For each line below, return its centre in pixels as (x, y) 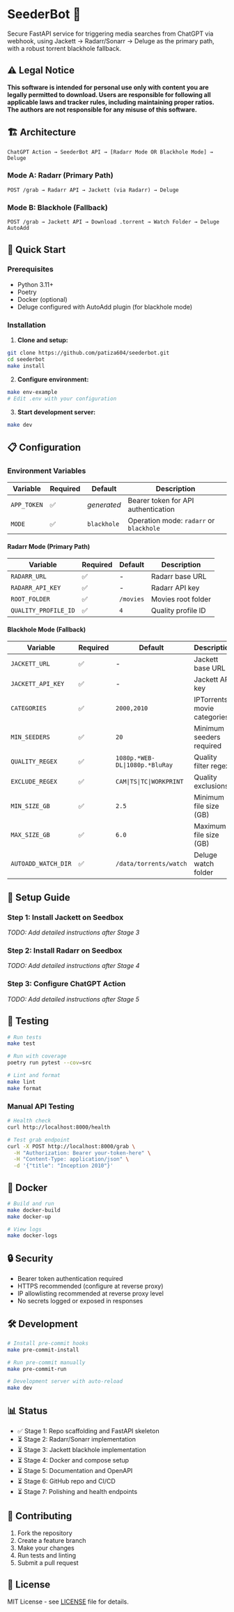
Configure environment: (53, 379)
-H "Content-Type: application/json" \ (71, 1159)
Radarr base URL (179, 577)
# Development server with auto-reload (65, 1382)
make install (26, 366)
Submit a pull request (48, 1562)
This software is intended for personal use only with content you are (108, 87)
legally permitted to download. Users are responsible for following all (109, 94)
